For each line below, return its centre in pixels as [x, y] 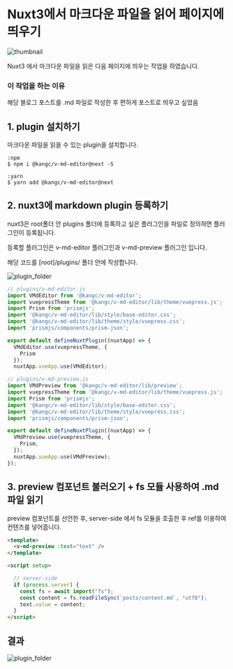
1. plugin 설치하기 [44, 127]
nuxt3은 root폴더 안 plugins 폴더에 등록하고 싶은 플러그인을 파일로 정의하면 [110, 224]
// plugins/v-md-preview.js [48, 379]
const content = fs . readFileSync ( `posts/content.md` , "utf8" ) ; [114, 598]
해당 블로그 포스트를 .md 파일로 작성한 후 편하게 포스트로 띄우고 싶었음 [103, 103]
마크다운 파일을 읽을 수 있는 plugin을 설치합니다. [73, 145]
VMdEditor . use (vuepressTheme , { [61, 347]
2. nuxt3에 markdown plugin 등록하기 [88, 206]
